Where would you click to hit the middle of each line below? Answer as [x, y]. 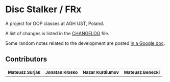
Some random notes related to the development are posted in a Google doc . [85, 43]
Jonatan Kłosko [62, 72]
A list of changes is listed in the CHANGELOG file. [57, 33]
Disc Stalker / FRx [43, 9]
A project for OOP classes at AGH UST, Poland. [55, 23]
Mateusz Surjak [24, 72]
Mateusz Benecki [142, 72]
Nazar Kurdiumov [101, 72]
